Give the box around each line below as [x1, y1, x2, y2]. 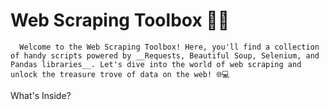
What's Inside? [10, 89, 72, 101]
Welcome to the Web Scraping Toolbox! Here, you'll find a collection [19, 42, 320, 52]
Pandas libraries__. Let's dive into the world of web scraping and [10, 59, 302, 69]
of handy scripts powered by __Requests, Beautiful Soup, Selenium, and [10, 50, 320, 61]
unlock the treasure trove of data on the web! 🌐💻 [10, 69, 231, 79]
